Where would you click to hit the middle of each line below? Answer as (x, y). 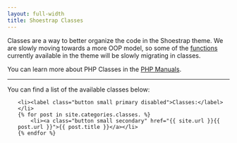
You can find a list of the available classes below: (79, 89)
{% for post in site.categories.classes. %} (84, 114)
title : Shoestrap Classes (45, 20)
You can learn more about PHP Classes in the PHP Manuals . (95, 69)
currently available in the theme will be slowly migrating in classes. (104, 55)
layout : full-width (36, 14)
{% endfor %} (37, 133)
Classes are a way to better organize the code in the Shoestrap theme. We (115, 40)
